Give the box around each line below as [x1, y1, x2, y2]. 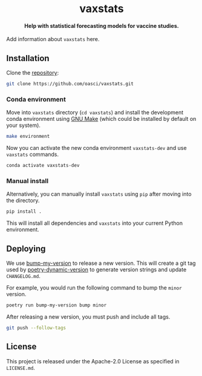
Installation [6, 53, 50, 63]
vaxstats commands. [6, 151, 59, 158]
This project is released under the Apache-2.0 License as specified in [6, 357, 180, 365]
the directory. [6, 197, 40, 204]
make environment [6, 134, 50, 140]
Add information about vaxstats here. [6, 36, 100, 43]
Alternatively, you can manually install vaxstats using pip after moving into [6, 190, 192, 198]
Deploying [6, 244, 46, 254]
